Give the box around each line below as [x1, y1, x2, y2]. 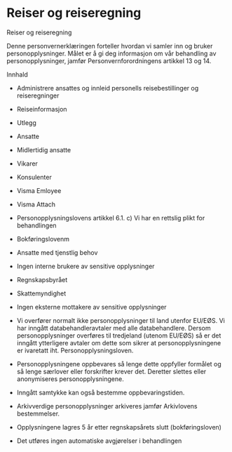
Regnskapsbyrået [16, 275, 68, 284]
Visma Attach [16, 200, 56, 208]
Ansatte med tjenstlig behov [16, 248, 98, 257]
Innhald [6, 70, 29, 79]
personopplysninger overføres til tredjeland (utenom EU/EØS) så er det [16, 331, 221, 340]
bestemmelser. [16, 409, 60, 418]
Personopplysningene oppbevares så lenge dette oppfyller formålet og [16, 359, 221, 368]
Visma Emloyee [16, 186, 62, 194]
